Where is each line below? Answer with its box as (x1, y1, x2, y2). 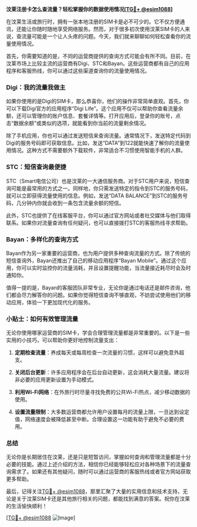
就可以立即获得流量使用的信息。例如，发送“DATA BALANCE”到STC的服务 (6, 192, 183, 199)
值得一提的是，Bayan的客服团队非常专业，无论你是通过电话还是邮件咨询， (6, 284, 186, 291)
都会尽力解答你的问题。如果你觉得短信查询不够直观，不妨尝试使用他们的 (11, 291, 186, 298)
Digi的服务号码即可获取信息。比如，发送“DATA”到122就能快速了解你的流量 (6, 140, 185, 147)
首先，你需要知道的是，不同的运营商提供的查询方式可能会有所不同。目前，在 (6, 53, 191, 59)
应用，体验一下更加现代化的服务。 (11, 298, 94, 305)
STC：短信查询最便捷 (6, 163, 66, 171)
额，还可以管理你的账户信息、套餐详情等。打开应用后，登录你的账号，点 (6, 113, 181, 120)
